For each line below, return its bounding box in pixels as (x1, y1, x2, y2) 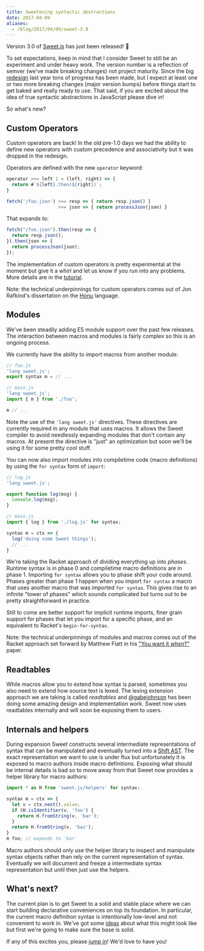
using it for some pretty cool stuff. (6, 444, 91, 451)
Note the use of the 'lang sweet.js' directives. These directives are (6, 418, 178, 425)
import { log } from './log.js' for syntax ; (6, 519, 121, 525)
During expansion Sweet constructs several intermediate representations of (6, 740, 196, 748)
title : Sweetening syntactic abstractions (6, 9, 116, 15)
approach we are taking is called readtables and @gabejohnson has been (6, 694, 191, 701)
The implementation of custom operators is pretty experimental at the (6, 260, 181, 268)
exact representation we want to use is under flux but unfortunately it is (6, 754, 186, 760)
